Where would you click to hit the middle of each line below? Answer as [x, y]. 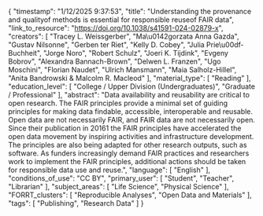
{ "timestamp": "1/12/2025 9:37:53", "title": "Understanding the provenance [130, 11]
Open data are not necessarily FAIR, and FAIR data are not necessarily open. [132, 120]
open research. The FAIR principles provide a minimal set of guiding [118, 103]
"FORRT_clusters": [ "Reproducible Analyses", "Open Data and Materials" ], [130, 195]
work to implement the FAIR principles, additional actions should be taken [127, 161]
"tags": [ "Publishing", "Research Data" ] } [76, 203]
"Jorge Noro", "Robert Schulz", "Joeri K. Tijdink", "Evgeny [135, 53]
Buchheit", [25, 53]
